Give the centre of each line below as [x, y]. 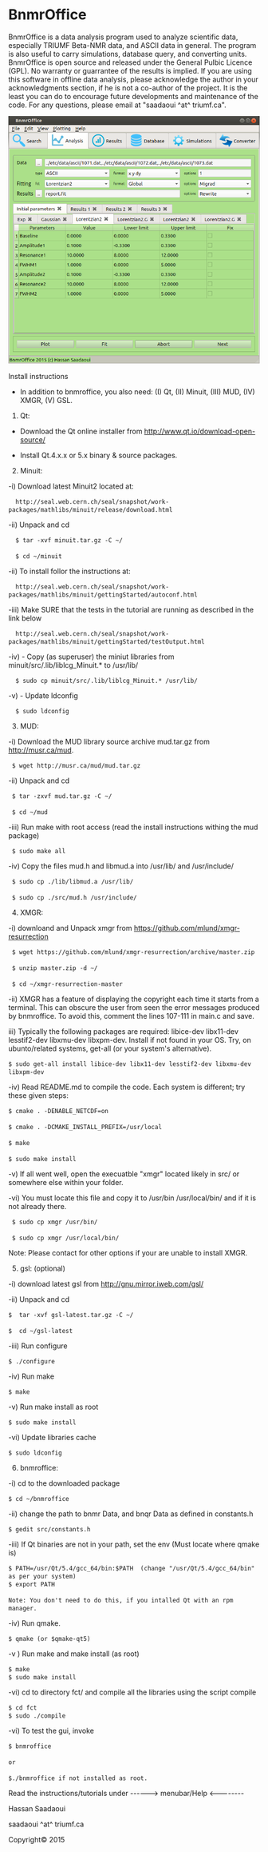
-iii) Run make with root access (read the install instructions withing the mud [133, 827]
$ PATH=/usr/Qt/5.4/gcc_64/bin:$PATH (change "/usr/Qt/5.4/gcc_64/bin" [132, 1568]
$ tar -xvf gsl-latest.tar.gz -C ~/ [71, 1315]
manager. [23, 1608]
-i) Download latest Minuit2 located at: [71, 486]
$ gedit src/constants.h [49, 1529]
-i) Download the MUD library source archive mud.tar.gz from [109, 741]
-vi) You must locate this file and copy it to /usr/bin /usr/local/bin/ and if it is [132, 1198]
